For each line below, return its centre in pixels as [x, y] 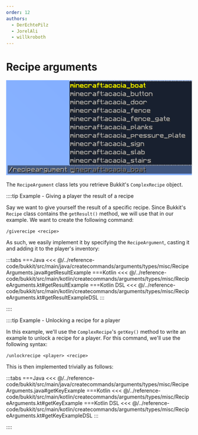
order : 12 [18, 12]
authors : [17, 19]
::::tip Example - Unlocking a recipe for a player [63, 320]
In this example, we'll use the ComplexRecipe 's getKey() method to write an [96, 332]
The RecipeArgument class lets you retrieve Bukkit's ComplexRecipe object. [95, 185]
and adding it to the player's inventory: [53, 249]
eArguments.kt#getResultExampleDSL [52, 298]
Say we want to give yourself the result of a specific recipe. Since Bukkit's [96, 207]
